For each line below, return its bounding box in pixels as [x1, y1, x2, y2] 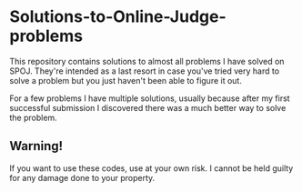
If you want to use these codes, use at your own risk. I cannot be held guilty [9, 162, 294, 174]
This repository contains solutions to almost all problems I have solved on [9, 56, 285, 66]
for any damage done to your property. [9, 172, 156, 183]
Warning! [9, 138, 64, 154]
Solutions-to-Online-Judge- [9, 6, 227, 27]
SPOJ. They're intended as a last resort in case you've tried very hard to [9, 66, 280, 76]
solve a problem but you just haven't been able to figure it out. [9, 75, 243, 86]
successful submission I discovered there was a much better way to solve [9, 102, 287, 113]
